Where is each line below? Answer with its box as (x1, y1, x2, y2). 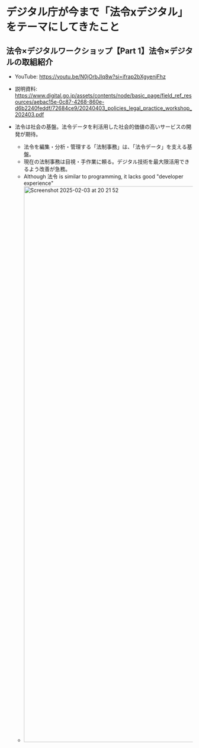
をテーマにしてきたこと (6, 20, 120, 34)
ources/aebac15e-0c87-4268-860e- (14, 99, 105, 105)
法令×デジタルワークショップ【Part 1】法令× (6, 46, 170, 56)
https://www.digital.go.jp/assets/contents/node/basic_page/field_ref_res (14, 92, 192, 99)
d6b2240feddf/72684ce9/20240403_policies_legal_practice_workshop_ (14, 105, 192, 112)
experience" (23, 179, 54, 187)
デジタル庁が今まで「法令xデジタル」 (6, 5, 188, 19)
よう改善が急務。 (28, 166, 71, 172)
